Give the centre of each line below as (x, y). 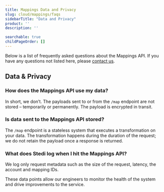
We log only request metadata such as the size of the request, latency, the (81, 164)
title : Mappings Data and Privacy (41, 10)
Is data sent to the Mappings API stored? (55, 119)
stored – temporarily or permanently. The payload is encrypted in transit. (79, 106)
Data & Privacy (28, 76)
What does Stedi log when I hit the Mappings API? (66, 153)
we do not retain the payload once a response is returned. (64, 141)
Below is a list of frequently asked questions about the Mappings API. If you (82, 55)
